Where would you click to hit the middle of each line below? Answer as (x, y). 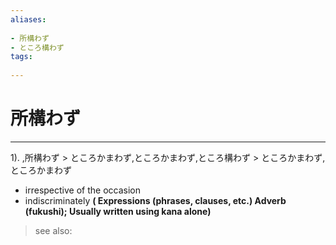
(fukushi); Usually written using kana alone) (118, 211)
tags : (21, 57)
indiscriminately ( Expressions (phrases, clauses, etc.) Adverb (155, 200)
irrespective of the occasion (82, 190)
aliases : (28, 19)
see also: (53, 230)
